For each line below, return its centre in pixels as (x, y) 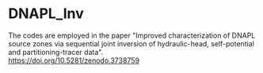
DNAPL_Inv (46, 14)
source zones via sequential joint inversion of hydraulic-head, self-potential (131, 43)
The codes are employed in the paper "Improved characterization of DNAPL (132, 35)
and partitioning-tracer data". (56, 52)
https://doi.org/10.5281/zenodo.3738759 (74, 60)
